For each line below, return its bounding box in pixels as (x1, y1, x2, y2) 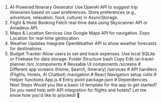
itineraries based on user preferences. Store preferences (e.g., (9, 9, 136, 15)
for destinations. (9, 46, 43, 51)
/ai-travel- (134, 56, 155, 62)
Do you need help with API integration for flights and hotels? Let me (9, 87, 147, 93)
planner (9, 61, 26, 67)
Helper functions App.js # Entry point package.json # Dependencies (9, 77, 148, 82)
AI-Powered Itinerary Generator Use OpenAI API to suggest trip (9, 4, 138, 10)
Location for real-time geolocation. (9, 35, 81, 41)
